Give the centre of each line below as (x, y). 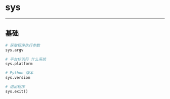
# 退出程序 (15, 87)
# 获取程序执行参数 (23, 45)
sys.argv (14, 50)
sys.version (18, 78)
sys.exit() (17, 91)
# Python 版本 (19, 73)
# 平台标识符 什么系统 (26, 59)
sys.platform (19, 64)
